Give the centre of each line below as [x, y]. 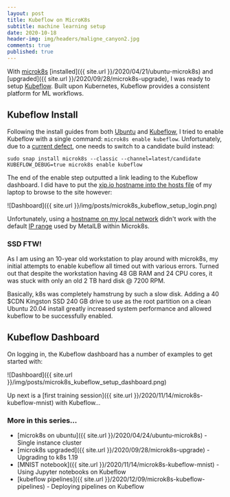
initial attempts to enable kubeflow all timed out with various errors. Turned [113, 266]
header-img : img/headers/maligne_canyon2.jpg [73, 39]
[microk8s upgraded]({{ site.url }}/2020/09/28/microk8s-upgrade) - [113, 450]
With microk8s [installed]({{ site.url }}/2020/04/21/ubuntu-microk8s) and [110, 71]
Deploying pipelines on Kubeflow [97, 487]
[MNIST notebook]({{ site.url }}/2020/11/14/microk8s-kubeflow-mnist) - [118, 465]
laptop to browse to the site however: [60, 192]
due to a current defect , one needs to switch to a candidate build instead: [111, 146]
